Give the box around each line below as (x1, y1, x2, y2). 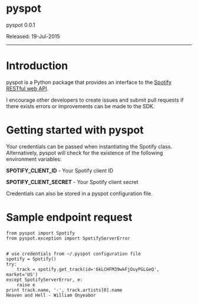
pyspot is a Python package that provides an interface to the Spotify (6, 79, 172, 86)
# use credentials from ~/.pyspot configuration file (6, 251, 141, 257)
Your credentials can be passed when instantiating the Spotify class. (6, 143, 173, 150)
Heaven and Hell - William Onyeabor (6, 292, 96, 298)
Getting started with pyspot (6, 124, 144, 137)
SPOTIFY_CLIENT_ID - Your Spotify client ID (6, 167, 114, 174)
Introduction (6, 59, 68, 73)
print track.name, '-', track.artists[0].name (6, 287, 123, 293)
